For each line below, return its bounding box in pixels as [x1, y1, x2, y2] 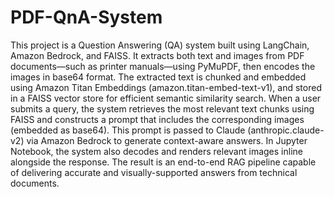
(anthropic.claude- [247, 124, 325, 136]
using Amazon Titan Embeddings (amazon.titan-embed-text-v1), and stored [10, 81, 322, 93]
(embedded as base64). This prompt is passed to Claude [10, 124, 246, 136]
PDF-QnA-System [10, 6, 163, 29]
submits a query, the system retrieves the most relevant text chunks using [10, 102, 315, 115]
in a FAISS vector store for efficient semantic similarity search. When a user [10, 92, 322, 104]
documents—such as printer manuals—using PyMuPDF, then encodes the [10, 60, 316, 72]
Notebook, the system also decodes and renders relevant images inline [10, 145, 303, 157]
